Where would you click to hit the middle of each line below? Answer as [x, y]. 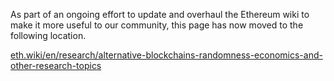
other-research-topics [56, 65]
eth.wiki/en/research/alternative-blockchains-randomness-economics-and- [166, 55]
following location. [48, 35]
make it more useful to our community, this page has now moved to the [157, 25]
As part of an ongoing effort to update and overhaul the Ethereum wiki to [160, 14]
